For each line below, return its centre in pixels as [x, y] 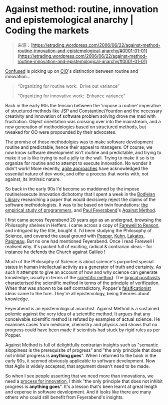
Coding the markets [47, 31]
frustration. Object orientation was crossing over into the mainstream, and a [83, 121]
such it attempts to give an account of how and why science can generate [81, 272]
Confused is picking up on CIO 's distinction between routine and [72, 71]
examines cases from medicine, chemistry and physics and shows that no [81, 324]
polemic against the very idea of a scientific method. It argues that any [78, 314]
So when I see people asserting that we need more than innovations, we [79, 376]
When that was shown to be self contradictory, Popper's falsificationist [78, 288]
